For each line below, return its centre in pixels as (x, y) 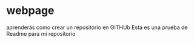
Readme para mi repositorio (41, 33)
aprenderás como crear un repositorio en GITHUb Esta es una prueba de (97, 27)
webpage (30, 11)
